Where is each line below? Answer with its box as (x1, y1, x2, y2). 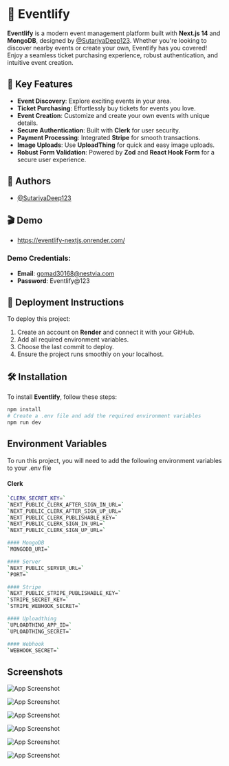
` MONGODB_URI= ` (7, 546, 51, 553)
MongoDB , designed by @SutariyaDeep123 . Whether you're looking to (7, 36, 208, 44)
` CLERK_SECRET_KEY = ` (7, 495, 67, 502)
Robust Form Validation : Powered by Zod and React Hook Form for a (17, 148, 215, 156)
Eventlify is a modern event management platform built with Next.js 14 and (7, 29, 221, 37)
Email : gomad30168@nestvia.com (17, 269, 115, 277)
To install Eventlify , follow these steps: (7, 393, 117, 401)
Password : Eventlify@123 (17, 276, 91, 285)
